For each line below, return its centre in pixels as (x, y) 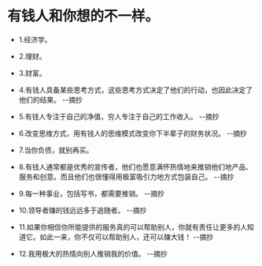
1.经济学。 (35, 39)
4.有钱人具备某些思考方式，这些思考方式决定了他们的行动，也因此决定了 (136, 90)
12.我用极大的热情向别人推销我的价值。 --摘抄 (93, 253)
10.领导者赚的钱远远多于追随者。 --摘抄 (83, 210)
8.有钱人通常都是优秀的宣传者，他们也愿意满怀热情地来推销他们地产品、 (136, 167)
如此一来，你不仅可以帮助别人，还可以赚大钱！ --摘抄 (127, 237)
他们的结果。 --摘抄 (51, 99)
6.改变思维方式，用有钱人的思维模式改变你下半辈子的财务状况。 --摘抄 (133, 133)
